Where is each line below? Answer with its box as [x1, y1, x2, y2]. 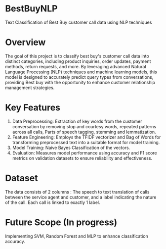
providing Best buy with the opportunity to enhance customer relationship [5, 79, 156, 85]
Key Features [5, 102, 61, 113]
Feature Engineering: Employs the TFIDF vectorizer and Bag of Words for [12, 134, 161, 140]
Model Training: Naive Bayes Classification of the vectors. [12, 145, 130, 150]
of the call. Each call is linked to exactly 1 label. [5, 199, 100, 205]
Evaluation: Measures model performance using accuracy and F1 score [12, 149, 157, 156]
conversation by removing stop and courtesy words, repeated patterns [12, 123, 157, 129]
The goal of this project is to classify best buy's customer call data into [5, 53, 149, 59]
